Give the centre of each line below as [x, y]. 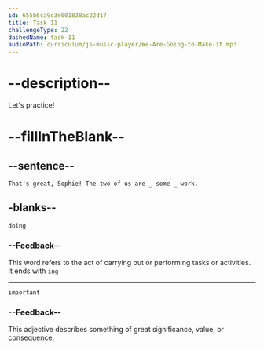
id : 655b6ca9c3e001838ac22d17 [58, 15]
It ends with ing [33, 271]
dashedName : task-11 [42, 37]
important [24, 293]
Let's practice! [31, 105]
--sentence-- [41, 166]
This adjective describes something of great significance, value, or [116, 330]
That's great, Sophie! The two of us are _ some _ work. [103, 184]
